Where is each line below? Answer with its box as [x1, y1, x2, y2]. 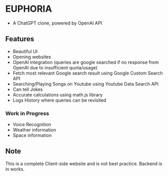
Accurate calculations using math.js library [12, 91, 103, 97]
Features [5, 35, 34, 43]
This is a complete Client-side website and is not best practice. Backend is [5, 160, 162, 166]
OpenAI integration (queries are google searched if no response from [12, 59, 159, 65]
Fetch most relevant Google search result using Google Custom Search [12, 70, 163, 76]
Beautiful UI [12, 48, 38, 54]
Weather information [12, 127, 56, 133]
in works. [5, 166, 25, 172]
